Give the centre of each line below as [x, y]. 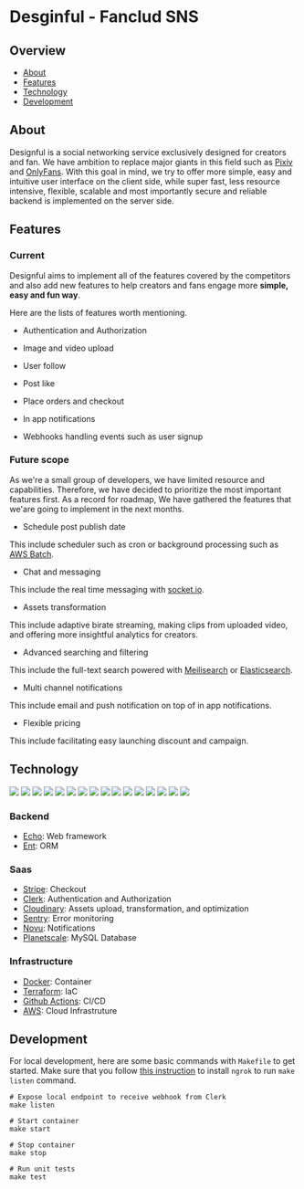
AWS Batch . [32, 553]
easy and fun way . [45, 295]
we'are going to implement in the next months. [97, 509]
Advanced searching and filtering [85, 652]
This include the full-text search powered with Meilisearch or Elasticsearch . [151, 669]
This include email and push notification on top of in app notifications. [141, 705]
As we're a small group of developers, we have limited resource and [137, 479]
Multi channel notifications [73, 688]
